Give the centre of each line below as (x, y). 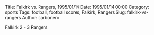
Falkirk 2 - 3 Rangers (26, 27)
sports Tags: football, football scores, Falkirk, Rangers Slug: (66, 12)
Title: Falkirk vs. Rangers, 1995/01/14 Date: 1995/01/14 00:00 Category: (77, 7)
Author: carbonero (41, 17)
